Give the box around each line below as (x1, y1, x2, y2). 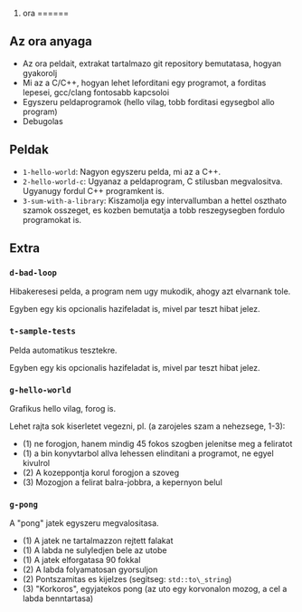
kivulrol (22, 457, 51, 468)
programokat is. (22, 214, 82, 225)
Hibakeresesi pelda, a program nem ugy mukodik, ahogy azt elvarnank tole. (9, 286, 291, 297)
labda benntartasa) (22, 593, 94, 604)
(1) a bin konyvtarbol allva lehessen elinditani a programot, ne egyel (22, 448, 274, 459)
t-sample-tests (9, 326, 77, 336)
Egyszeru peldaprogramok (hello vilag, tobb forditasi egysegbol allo (22, 96, 275, 107)
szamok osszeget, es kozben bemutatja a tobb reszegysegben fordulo (22, 204, 286, 216)
